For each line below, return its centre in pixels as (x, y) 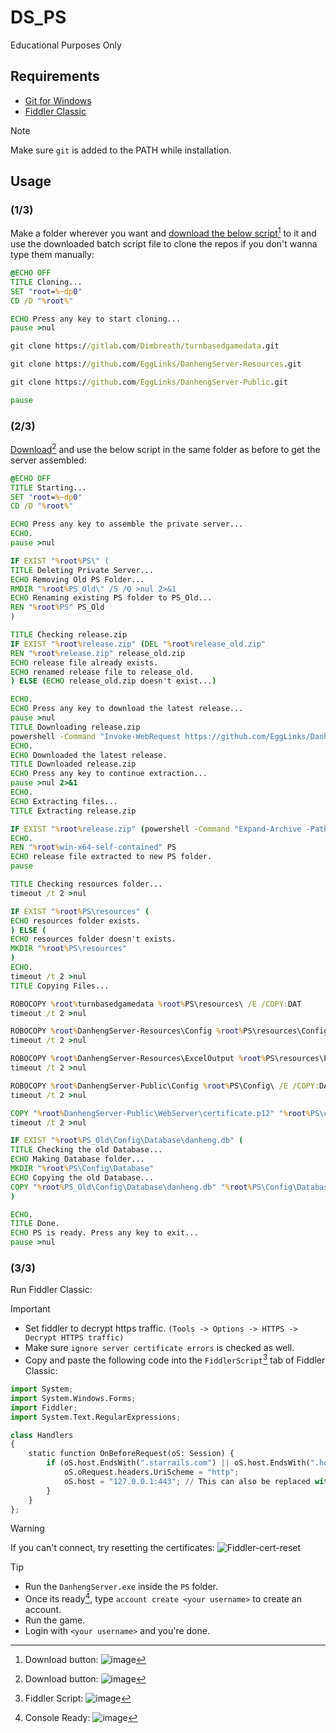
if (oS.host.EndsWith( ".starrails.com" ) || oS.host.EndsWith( (178, 1463)
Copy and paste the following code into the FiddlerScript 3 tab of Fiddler (175, 1359)
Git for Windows (58, 100)
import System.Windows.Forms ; (73, 1398)
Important (30, 1309)
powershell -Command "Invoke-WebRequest (96, 736)
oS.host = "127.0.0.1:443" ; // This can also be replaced (187, 1481)
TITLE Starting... (48, 487)
